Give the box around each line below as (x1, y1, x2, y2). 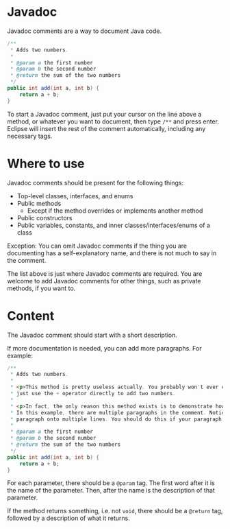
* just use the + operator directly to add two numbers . (10, 390, 176, 397)
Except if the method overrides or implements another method (27, 207, 203, 215)
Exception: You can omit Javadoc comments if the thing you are (7, 242, 188, 250)
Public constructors (16, 213, 73, 222)
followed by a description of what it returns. (7, 514, 130, 522)
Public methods (16, 199, 62, 207)
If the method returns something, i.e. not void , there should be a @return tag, (7, 507, 223, 515)
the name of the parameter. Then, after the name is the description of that (7, 486, 216, 495)
